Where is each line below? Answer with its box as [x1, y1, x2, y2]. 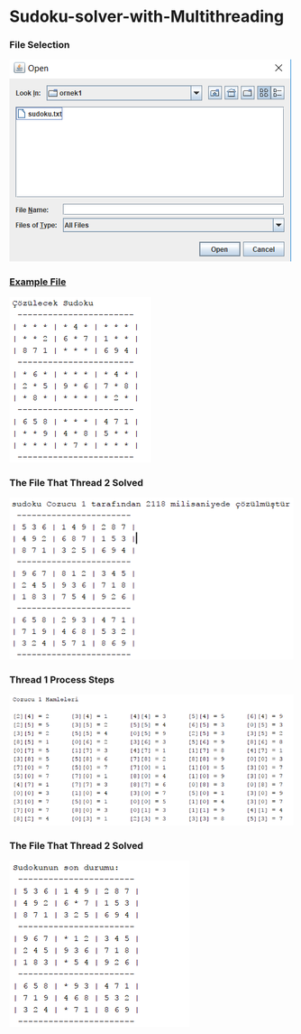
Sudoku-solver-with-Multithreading [9, 6, 285, 27]
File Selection [9, 39, 70, 51]
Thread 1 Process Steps [9, 674, 115, 686]
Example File [9, 275, 67, 288]
